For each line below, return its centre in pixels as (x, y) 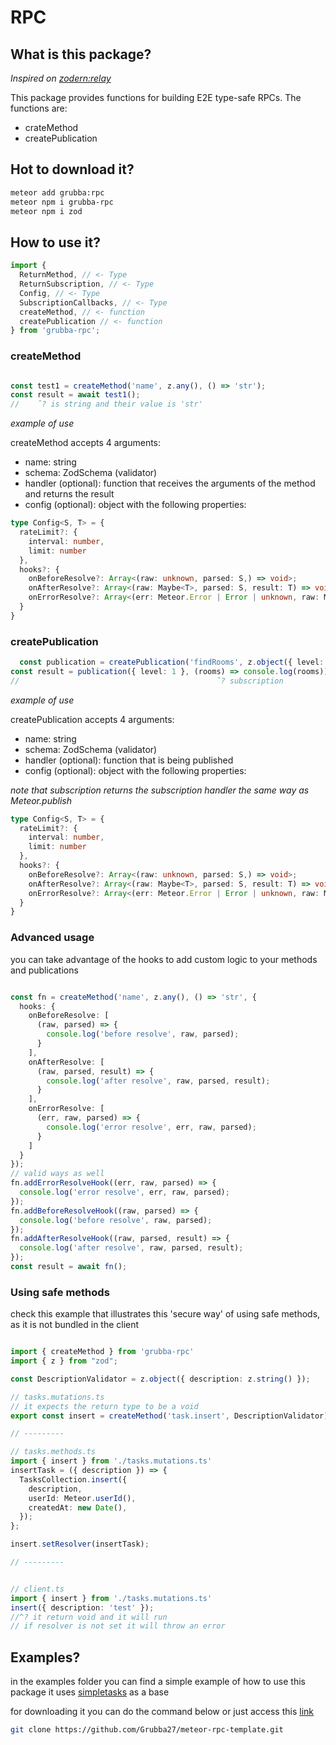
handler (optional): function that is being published (129, 760)
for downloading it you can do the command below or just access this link (162, 1712)
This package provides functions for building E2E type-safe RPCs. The (156, 97)
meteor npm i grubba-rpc (62, 202)
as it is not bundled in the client (75, 1325)
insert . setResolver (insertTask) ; (80, 1544)
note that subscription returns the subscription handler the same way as (160, 790)
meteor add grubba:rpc (57, 192)
